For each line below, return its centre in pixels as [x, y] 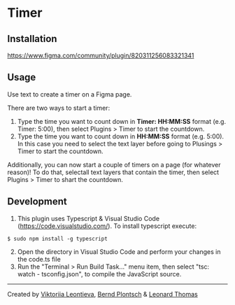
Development [37, 202]
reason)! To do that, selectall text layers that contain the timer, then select [113, 172]
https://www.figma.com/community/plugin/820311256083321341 [101, 55]
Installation [32, 39]
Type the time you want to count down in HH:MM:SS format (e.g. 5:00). [121, 136]
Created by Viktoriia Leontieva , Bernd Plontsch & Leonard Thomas [102, 294]
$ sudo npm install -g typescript [58, 239]
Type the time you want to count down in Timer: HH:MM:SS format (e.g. [121, 121]
